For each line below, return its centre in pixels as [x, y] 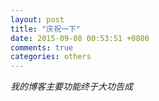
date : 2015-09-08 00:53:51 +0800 [80, 38]
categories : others [51, 57]
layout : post [37, 19]
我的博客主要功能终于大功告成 [71, 87]
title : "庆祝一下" [46, 29]
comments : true [42, 47]
